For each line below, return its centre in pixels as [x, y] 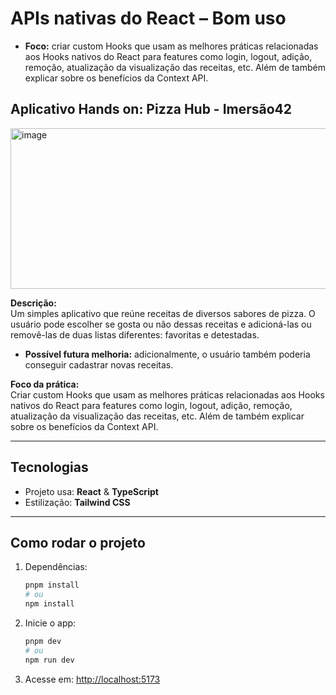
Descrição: [33, 303]
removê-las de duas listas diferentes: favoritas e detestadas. [135, 334]
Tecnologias [49, 467]
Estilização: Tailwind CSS [77, 502]
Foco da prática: [45, 384]
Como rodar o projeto [78, 542]
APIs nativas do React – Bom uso [148, 18]
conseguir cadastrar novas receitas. [99, 364]
